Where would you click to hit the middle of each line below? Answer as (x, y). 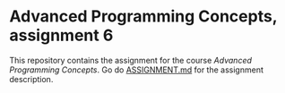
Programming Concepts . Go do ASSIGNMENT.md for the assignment (137, 70)
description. (31, 79)
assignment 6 (61, 35)
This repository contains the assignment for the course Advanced (131, 60)
